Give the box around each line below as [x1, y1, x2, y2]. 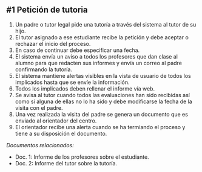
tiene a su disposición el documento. [15, 130, 107, 137]
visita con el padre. [15, 104, 63, 111]
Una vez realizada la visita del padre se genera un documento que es [15, 110, 188, 118]
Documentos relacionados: [6, 141, 74, 148]
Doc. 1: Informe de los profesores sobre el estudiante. [15, 153, 150, 161]
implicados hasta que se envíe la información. [15, 78, 130, 86]
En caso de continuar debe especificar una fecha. [15, 46, 140, 54]
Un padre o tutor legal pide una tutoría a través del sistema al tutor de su [15, 21, 197, 28]
